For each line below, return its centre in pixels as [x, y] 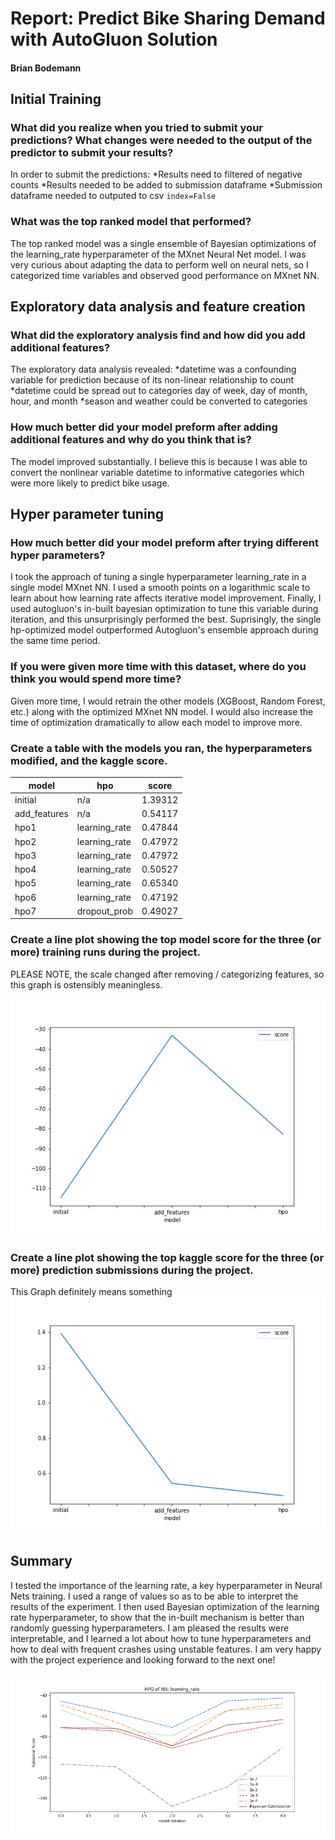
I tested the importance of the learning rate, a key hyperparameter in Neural [166, 1585]
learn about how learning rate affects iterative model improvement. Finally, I [166, 598]
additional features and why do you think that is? [131, 440]
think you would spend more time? [96, 679]
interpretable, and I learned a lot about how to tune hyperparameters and [161, 1638]
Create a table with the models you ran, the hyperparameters [161, 748]
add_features [41, 814]
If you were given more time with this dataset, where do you [158, 667]
